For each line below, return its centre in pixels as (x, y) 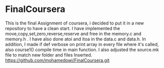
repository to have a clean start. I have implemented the (62, 28)
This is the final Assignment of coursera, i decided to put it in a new (74, 23)
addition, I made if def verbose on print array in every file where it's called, (82, 44)
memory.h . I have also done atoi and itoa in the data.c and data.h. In (75, 39)
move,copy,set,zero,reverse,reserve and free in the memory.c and (73, 33)
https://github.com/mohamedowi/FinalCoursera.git (57, 60)
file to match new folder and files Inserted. (49, 55)
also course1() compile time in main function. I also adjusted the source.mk (82, 49)
